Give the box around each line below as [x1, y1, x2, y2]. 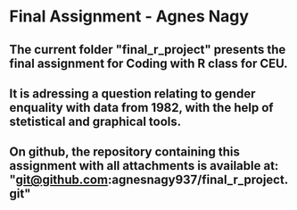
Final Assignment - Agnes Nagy [9, 6, 250, 27]
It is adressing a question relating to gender [9, 86, 256, 101]
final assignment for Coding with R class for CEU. [9, 55, 288, 71]
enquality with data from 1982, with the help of [9, 100, 274, 115]
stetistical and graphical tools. [9, 113, 182, 129]
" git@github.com [9, 172, 109, 188]
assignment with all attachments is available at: [9, 158, 279, 173]
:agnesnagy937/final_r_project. [107, 172, 289, 188]
